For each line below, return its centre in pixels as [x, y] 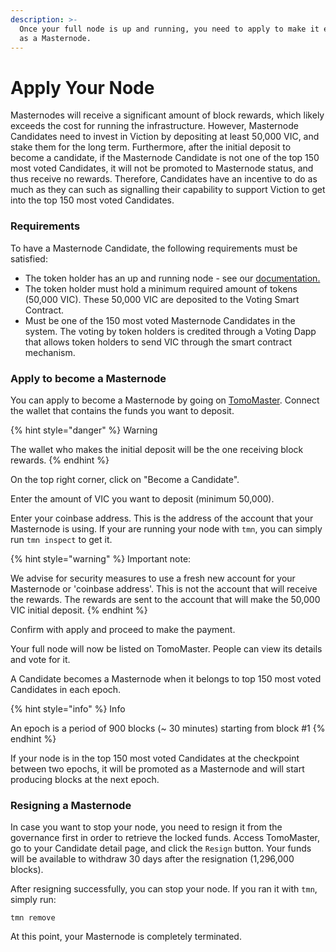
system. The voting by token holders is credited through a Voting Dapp [170, 331]
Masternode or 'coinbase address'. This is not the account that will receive [164, 588]
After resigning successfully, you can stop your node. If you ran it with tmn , [164, 889]
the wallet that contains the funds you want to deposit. [122, 410]
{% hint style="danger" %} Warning [84, 430]
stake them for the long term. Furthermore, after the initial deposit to [151, 147]
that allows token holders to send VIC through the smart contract [158, 342]
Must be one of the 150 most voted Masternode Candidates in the [160, 320]
